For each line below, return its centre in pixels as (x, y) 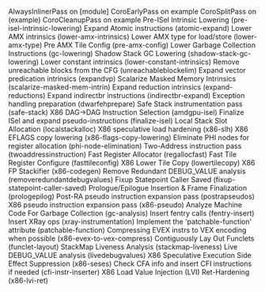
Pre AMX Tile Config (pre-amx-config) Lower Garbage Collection (150, 45)
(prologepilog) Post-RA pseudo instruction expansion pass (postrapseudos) (132, 196)
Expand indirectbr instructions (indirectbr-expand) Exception (146, 95)
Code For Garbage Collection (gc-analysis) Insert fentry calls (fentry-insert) (131, 213)
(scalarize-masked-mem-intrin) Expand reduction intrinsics (105, 87)
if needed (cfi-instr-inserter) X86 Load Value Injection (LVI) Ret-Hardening (129, 272)
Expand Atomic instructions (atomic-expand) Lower (167, 28)
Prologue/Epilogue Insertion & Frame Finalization (168, 188)
